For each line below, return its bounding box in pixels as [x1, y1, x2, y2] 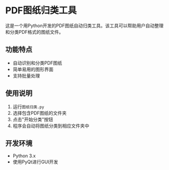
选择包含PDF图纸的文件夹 [12, 110, 67, 116]
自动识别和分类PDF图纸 [12, 60, 62, 66]
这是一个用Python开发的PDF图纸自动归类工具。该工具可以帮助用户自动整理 [5, 22, 164, 29]
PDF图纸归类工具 [5, 5, 77, 16]
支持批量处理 [12, 72, 40, 79]
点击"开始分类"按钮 [12, 116, 53, 123]
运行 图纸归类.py [12, 103, 45, 110]
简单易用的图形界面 [12, 66, 54, 72]
